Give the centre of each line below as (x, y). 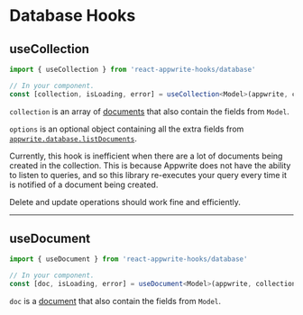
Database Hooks (73, 16)
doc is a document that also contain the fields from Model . (115, 301)
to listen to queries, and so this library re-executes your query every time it (148, 175)
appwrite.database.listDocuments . (73, 138)
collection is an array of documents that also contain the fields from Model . (150, 111)
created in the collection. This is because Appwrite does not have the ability (150, 165)
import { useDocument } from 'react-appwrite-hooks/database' (129, 259)
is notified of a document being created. (84, 184)
